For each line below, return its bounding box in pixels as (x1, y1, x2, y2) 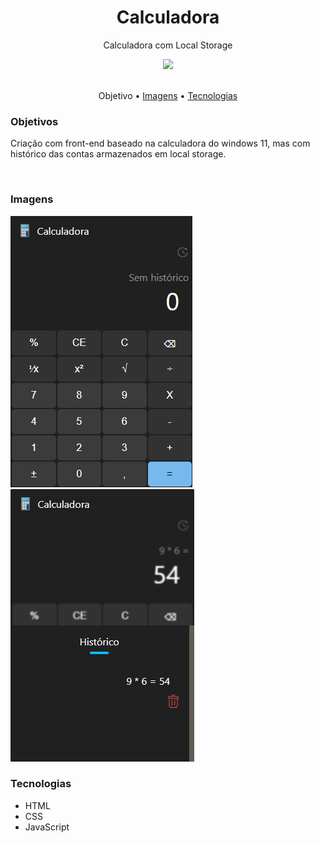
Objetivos (10, 114, 59, 128)
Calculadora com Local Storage (103, 39, 233, 51)
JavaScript (24, 821, 70, 833)
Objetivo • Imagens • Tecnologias (98, 89, 238, 101)
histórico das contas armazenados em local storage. (10, 148, 227, 160)
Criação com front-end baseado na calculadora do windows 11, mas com (10, 137, 311, 150)
